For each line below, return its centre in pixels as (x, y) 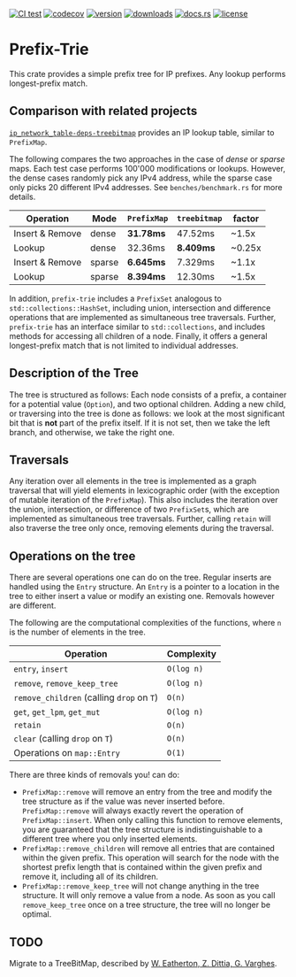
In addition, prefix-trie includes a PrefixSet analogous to (116, 298)
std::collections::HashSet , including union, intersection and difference (140, 308)
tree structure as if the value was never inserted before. (123, 802)
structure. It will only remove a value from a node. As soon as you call (148, 896)
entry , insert (41, 669)
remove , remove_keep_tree (66, 683)
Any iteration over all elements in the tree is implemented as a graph (133, 481)
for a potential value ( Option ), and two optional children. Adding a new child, (148, 404)
